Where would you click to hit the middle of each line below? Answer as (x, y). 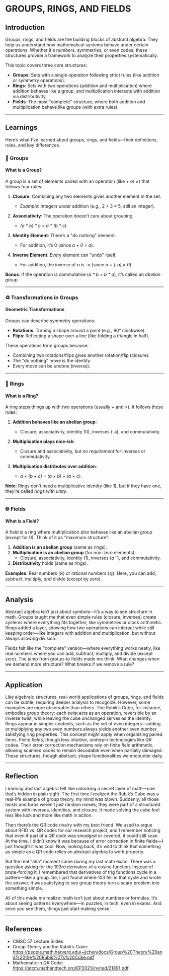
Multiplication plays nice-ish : (44, 441)
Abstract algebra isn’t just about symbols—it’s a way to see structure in (79, 612)
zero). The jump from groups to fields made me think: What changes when (82, 659)
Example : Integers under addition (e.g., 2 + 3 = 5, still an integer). (88, 206)
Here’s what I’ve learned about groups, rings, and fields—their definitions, (81, 139)
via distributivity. (29, 96)
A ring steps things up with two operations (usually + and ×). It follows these (84, 407)
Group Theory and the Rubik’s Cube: (50, 946)
